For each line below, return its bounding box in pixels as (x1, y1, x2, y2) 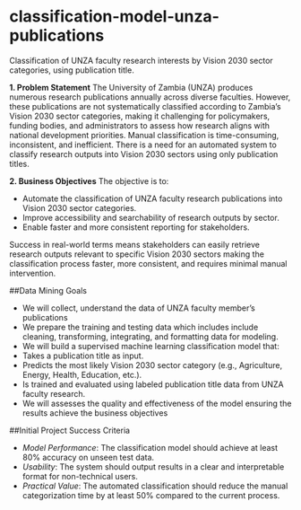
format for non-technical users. (21, 470, 139, 481)
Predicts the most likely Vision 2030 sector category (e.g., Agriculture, (21, 359, 283, 370)
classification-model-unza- (9, 6, 219, 27)
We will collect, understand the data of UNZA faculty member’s (21, 303, 255, 313)
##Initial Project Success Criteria (9, 425, 131, 435)
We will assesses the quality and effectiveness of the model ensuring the (21, 398, 292, 409)
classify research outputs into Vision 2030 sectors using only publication (9, 148, 279, 159)
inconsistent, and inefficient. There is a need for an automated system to (9, 139, 278, 150)
